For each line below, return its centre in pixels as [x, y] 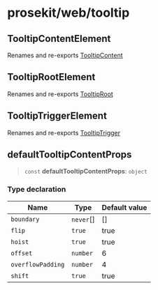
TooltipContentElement [59, 39]
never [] [83, 219]
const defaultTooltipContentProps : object [86, 171]
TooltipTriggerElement [57, 116]
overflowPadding [38, 264]
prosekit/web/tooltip [69, 13]
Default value [124, 207]
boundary [25, 219]
